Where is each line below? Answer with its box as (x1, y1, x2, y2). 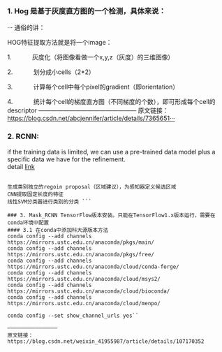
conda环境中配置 (7, 219, 50, 226)
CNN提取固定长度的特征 (7, 191, 64, 198)
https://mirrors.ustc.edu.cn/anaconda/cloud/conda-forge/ (7, 263, 179, 270)
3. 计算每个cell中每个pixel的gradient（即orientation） (7, 82, 179, 91)
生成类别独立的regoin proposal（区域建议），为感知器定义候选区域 (7, 183, 177, 190)
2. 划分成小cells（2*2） (7, 68, 96, 76)
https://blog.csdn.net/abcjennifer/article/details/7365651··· (7, 114, 176, 123)
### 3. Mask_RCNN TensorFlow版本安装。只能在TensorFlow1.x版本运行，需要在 (7, 212, 216, 219)
